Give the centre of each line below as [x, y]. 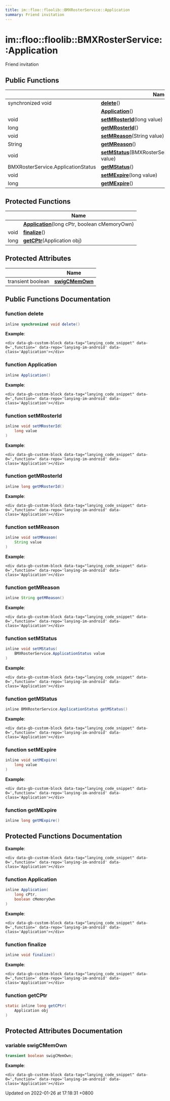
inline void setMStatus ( [31, 649]
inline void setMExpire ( [31, 760]
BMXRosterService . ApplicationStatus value [60, 653]
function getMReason [32, 587]
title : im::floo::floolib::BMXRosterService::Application [68, 10]
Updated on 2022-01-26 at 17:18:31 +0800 [49, 1093]
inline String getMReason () [35, 598]
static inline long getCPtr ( [36, 1006]
